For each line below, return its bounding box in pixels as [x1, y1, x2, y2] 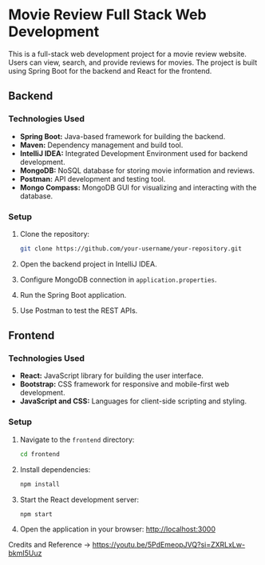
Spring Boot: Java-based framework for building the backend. [19, 131, 226, 141]
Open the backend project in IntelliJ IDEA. [19, 258, 157, 269]
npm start [19, 510, 53, 518]
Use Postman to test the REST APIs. [19, 306, 138, 315]
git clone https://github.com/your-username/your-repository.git [19, 244, 242, 253]
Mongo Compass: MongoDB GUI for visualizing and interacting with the [19, 182, 257, 192]
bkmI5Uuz [8, 548, 42, 558]
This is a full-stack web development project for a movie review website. [8, 49, 247, 58]
